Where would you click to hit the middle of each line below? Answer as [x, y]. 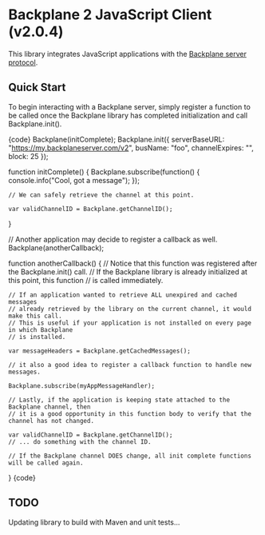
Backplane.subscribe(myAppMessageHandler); [82, 385]
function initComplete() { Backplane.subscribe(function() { [104, 172]
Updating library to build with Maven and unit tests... [94, 522]
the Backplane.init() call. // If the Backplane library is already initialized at [128, 271]
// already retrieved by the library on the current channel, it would [130, 309]
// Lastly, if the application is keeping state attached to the [119, 400]
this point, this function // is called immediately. [86, 280]
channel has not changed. [51, 421]
